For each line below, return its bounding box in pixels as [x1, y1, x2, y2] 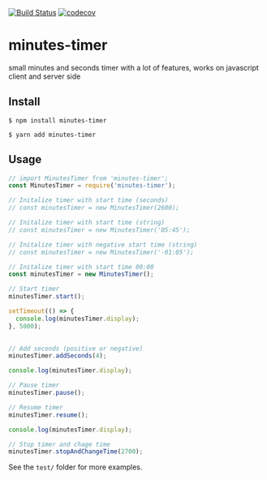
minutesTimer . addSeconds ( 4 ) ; [8, 352, 107, 360]
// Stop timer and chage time [8, 440, 111, 448]
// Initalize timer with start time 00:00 [8, 263, 154, 271]
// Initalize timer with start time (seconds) [8, 196, 169, 204]
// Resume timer [8, 403, 63, 411]
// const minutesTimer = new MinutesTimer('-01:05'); [8, 248, 195, 256]
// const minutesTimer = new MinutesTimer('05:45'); [8, 225, 191, 234]
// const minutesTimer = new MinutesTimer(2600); [8, 204, 180, 212]
